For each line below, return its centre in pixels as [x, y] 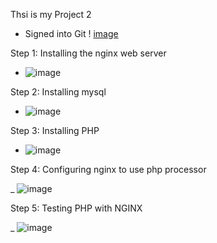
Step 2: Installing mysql [58, 92]
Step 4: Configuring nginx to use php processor [108, 169]
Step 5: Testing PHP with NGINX [76, 208]
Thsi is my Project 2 [51, 14]
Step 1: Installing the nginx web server [88, 53]
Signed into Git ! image [71, 33]
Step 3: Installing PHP [55, 130]
